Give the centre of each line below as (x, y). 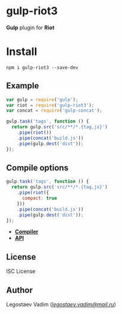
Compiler (26, 232)
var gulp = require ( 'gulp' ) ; (42, 100)
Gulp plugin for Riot (30, 27)
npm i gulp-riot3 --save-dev (42, 67)
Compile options (37, 167)
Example (23, 86)
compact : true (40, 198)
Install (22, 52)
